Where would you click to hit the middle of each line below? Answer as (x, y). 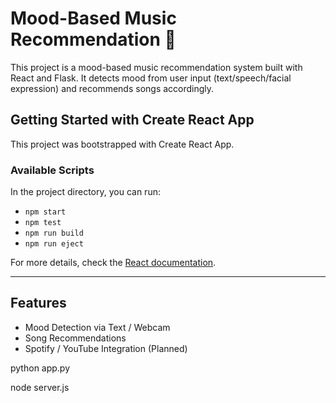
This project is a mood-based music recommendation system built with (156, 67)
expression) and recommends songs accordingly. (112, 88)
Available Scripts (52, 170)
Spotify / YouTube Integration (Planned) (106, 348)
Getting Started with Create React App (132, 120)
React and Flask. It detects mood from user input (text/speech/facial (151, 78)
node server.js (40, 387)
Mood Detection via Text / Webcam (97, 327)
